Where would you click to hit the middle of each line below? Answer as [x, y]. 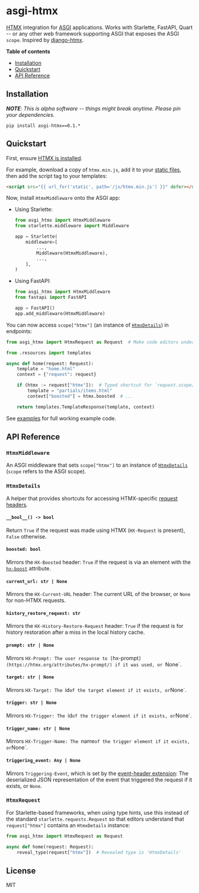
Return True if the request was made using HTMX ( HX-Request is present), [96, 530]
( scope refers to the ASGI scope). [46, 471]
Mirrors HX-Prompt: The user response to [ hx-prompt [73, 658]
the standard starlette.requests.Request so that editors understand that [95, 819]
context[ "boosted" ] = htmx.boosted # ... [81, 396]
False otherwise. [26, 536]
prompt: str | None [30, 645]
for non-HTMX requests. [36, 601]
